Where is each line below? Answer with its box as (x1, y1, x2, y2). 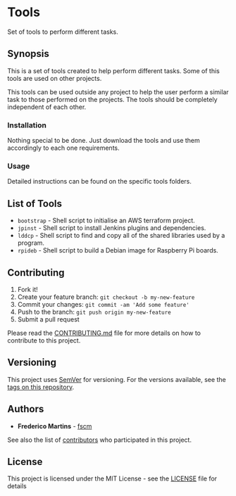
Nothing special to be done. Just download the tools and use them (7, 136, 201, 145)
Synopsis (7, 48, 49, 60)
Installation (7, 120, 47, 130)
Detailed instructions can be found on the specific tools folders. (7, 177, 192, 186)
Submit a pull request (17, 314, 80, 324)
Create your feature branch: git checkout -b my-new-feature (17, 293, 195, 301)
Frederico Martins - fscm (17, 421, 92, 430)
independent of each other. (7, 103, 87, 111)
